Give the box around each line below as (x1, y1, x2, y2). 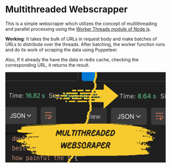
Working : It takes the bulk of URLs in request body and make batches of (5, 36, 157, 42)
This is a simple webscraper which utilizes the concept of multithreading (5, 20, 157, 27)
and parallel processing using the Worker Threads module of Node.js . (5, 26, 151, 32)
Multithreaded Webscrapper (5, 4, 128, 15)
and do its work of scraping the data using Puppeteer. (5, 46, 118, 53)
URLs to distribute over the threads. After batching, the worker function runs (5, 41, 165, 47)
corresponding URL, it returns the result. (5, 62, 90, 68)
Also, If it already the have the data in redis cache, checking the (5, 56, 139, 62)
